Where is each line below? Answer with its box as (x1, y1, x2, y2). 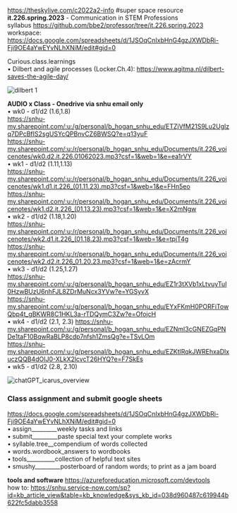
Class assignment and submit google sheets (7, 394, 163, 403)
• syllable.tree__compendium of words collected (7, 440, 148, 448)
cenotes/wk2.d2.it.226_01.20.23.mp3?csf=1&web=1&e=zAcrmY (7, 257, 191, 266)
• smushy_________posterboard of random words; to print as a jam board (7, 462, 217, 471)
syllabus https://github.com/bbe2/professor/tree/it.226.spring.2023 (7, 21, 204, 29)
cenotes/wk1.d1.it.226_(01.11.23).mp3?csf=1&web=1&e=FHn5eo (7, 182, 190, 190)
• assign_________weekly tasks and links (7, 425, 123, 433)
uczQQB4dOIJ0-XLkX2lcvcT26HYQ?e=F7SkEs (7, 355, 143, 363)
